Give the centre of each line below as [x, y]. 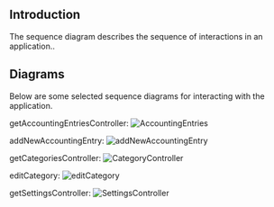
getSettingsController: [50, 193]
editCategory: [35, 175]
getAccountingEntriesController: [69, 123]
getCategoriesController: [55, 157]
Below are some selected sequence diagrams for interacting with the [137, 96]
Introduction [45, 15]
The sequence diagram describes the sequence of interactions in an [136, 36]
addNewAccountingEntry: [57, 140]
